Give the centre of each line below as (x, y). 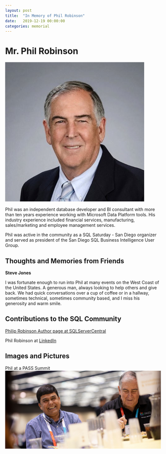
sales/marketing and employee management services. (60, 225)
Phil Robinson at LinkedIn (31, 340)
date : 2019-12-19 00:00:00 (35, 21)
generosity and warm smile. (33, 303)
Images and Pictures (37, 356)
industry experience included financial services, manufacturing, (70, 220)
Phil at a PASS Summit (28, 368)
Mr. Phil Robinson (42, 51)
